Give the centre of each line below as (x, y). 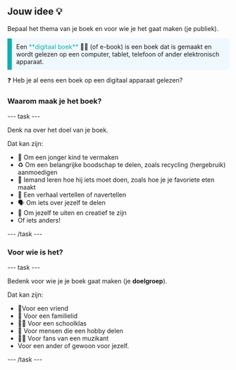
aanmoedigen (37, 173)
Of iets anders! (39, 221)
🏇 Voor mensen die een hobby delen (70, 331)
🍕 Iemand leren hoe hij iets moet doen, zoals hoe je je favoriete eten (116, 180)
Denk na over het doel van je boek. (58, 130)
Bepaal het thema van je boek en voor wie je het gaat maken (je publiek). (113, 28)
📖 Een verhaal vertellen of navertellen (72, 195)
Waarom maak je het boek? (55, 101)
